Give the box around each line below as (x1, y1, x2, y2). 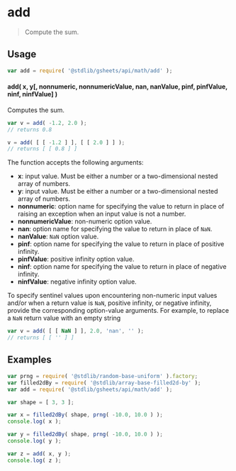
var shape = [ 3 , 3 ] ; (7, 399, 74, 406)
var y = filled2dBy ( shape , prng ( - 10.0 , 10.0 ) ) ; (7, 431, 163, 438)
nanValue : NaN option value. (17, 232, 99, 241)
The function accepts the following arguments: (7, 158, 144, 167)
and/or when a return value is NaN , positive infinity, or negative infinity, (7, 299, 212, 307)
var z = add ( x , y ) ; (7, 450, 72, 458)
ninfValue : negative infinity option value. (17, 277, 137, 286)
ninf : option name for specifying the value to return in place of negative (17, 262, 227, 271)
